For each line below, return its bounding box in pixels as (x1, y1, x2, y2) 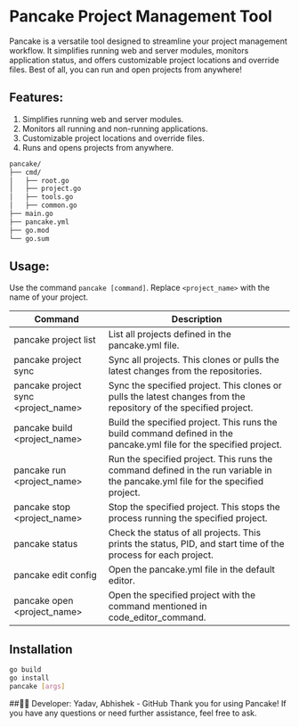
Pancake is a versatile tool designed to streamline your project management (9, 36, 287, 46)
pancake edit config (13, 569, 98, 582)
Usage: (9, 259, 51, 274)
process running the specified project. (108, 512, 268, 525)
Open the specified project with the (108, 589, 256, 601)
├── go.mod (9, 226, 50, 235)
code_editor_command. (108, 611, 206, 624)
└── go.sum (9, 234, 50, 243)
